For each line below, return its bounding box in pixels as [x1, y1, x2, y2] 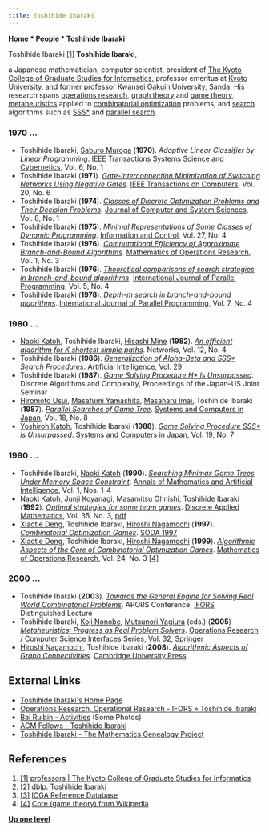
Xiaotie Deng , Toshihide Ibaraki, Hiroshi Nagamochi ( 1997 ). [19, 519, 215, 529]
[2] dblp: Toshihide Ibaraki [19, 782, 106, 792]
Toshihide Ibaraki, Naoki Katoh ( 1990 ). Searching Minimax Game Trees [19, 468, 255, 478]
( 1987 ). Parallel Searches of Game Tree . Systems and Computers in [19, 405, 244, 414]
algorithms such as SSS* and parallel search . [8, 107, 158, 117]
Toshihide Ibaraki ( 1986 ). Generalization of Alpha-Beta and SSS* [19, 354, 236, 363]
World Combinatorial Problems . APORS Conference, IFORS [19, 599, 215, 609]
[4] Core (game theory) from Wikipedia [19, 799, 149, 809]
